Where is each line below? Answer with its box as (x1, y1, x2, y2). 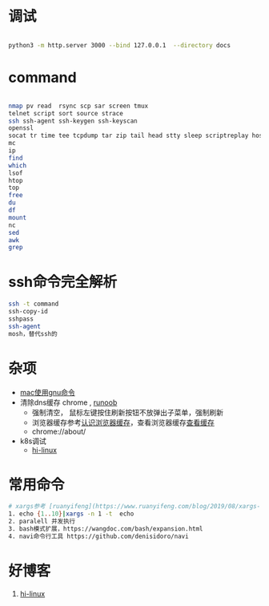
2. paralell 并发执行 (8, 518, 76, 526)
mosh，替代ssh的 (8, 329, 58, 337)
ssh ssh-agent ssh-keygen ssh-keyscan (8, 117, 138, 125)
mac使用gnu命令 (19, 387, 76, 397)
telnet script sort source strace (8, 109, 124, 117)
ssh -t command (8, 300, 59, 309)
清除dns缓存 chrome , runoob (19, 398, 118, 407)
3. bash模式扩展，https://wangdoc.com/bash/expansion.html (8, 525, 203, 533)
